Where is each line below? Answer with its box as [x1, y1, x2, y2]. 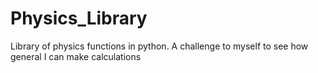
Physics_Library [10, 7, 148, 30]
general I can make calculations [10, 50, 142, 62]
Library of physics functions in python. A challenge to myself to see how [10, 40, 309, 52]
